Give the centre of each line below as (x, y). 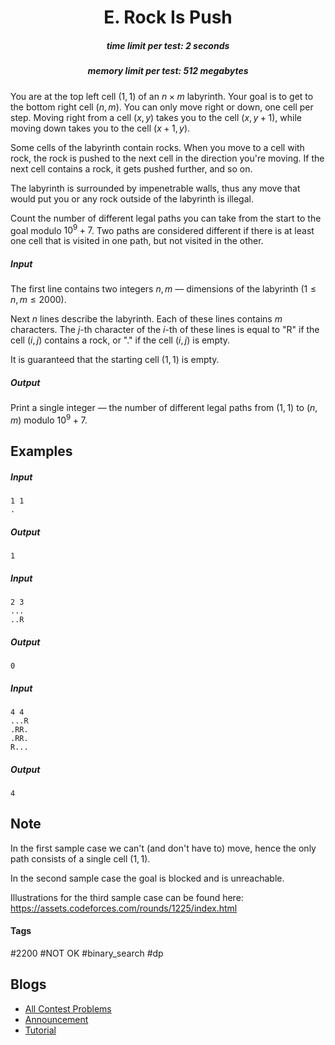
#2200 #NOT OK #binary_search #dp (87, 953)
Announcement (56, 1019)
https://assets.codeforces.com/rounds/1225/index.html (124, 908)
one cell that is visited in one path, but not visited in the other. (137, 241)
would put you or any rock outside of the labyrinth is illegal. (132, 198)
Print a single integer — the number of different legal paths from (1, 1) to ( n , (164, 408)
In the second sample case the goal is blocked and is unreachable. (147, 878)
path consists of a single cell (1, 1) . (80, 858)
